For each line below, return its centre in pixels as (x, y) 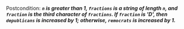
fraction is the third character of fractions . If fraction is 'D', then (87, 14)
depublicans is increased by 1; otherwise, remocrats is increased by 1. (91, 20)
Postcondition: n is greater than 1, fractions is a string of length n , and (92, 8)
